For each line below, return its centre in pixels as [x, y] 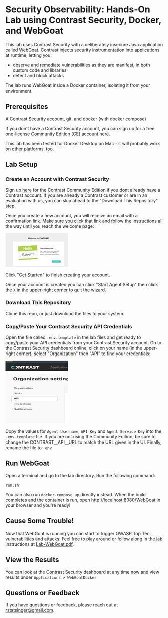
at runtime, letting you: [28, 55]
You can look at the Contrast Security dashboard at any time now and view [82, 572]
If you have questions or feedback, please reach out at [62, 605]
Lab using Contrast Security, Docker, [83, 20]
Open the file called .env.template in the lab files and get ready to [73, 337]
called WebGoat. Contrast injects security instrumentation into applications [82, 50]
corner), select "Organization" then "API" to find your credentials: [83, 354]
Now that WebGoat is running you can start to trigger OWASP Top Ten [77, 533]
